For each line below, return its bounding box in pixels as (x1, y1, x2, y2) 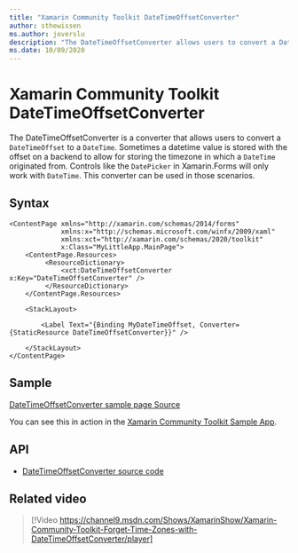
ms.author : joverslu (9, 29, 86, 38)
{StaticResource (9, 328, 69, 337)
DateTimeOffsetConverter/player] (30, 533, 153, 544)
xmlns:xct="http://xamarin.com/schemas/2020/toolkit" (60, 234, 264, 244)
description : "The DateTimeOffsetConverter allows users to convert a (9, 37, 276, 47)
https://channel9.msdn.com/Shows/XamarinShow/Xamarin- (59, 515, 278, 525)
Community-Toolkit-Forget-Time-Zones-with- (30, 525, 198, 535)
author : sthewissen (9, 21, 82, 30)
